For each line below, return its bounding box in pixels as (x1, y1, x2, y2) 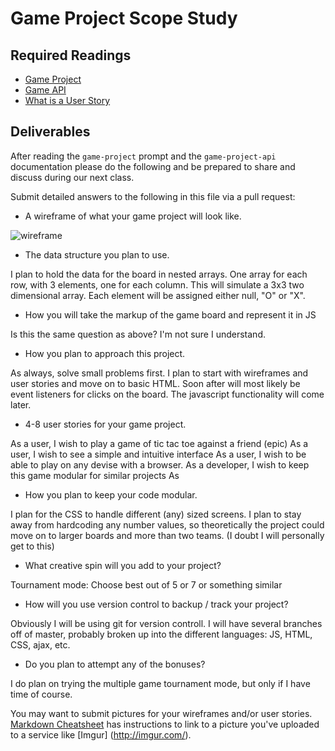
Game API (24, 84, 67, 96)
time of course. (10, 688, 73, 700)
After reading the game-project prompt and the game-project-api (10, 150, 277, 162)
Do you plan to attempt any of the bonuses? (24, 658, 206, 670)
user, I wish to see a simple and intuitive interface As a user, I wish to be (10, 448, 307, 460)
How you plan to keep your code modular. (24, 488, 198, 501)
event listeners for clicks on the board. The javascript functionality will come (10, 388, 325, 400)
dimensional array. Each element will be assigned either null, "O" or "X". (10, 289, 306, 301)
